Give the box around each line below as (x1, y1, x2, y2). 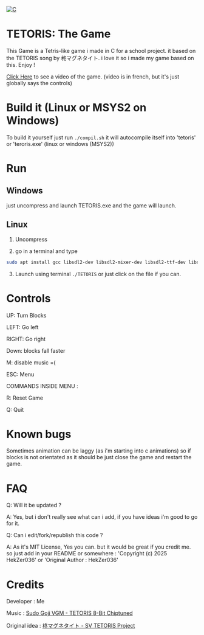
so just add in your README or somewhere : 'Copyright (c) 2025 (6, 550, 168, 557)
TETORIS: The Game (6, 27, 111, 41)
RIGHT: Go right (6, 335, 46, 342)
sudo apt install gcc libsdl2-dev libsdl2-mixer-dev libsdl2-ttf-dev (6, 259, 186, 265)
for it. (6, 520, 20, 527)
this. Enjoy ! (6, 61, 35, 68)
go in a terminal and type (15, 247, 78, 255)
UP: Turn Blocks (6, 311, 47, 319)
